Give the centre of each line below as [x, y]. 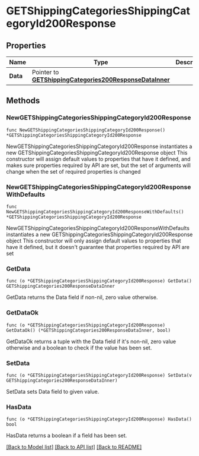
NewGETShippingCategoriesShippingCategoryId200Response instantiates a [99, 146]
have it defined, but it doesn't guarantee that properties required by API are [98, 247]
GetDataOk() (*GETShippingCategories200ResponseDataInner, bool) [88, 330]
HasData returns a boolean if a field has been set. [67, 436]
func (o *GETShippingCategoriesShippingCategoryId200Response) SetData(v [99, 375]
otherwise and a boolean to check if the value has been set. [79, 347]
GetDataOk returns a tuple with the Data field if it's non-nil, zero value [91, 341]
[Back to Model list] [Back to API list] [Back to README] [74, 447]
